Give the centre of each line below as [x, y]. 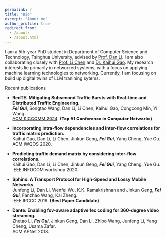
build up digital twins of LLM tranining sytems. [53, 78]
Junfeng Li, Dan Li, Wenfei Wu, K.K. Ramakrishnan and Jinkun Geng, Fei [86, 190]
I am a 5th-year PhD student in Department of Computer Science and [76, 52]
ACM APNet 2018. [31, 231]
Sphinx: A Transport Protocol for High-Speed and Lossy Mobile [79, 179]
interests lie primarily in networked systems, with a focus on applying [76, 67]
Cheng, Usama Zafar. [34, 226]
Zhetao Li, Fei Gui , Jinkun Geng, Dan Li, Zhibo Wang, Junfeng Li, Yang [84, 221]
